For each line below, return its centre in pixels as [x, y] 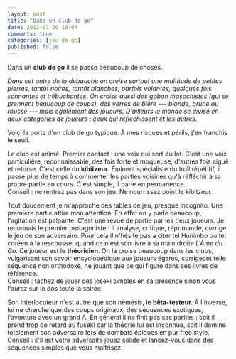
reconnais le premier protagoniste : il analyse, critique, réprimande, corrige [117, 228]
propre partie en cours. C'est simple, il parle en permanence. [97, 184]
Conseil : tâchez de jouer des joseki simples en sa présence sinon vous [112, 281]
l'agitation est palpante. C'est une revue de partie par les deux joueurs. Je [116, 220]
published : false [33, 47]
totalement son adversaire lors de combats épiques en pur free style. [108, 332]
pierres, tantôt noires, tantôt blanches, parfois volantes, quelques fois [109, 89]
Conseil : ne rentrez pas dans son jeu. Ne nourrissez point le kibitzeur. [110, 192]
